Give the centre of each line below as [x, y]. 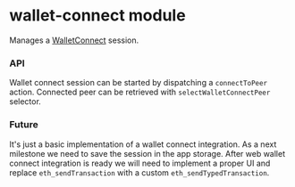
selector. [25, 102]
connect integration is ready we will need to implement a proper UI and [140, 163]
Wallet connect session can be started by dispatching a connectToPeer [139, 83]
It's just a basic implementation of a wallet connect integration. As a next [143, 144]
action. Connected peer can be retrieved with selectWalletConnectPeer [140, 92]
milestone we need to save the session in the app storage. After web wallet [147, 153]
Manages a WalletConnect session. [74, 40]
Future [24, 125]
